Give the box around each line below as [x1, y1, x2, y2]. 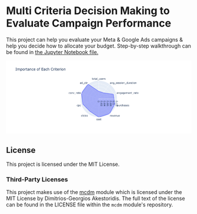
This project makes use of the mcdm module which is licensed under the [6, 189, 182, 196]
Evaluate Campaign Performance [6, 16, 172, 30]
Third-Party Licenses [6, 175, 69, 183]
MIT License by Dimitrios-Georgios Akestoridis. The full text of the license [6, 195, 185, 202]
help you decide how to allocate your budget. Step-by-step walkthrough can [6, 42, 191, 49]
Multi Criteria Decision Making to [6, 4, 171, 18]
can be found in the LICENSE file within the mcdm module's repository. [6, 201, 173, 208]
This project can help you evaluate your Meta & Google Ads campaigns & [6, 36, 183, 43]
